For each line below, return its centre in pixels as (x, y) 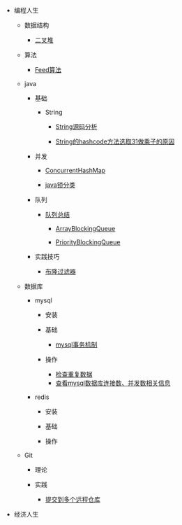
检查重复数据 (74, 374)
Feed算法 (48, 70)
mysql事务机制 (76, 344)
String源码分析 (76, 127)
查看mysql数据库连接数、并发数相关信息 (113, 383)
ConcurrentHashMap (75, 170)
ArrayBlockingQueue (85, 229)
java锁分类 (60, 185)
